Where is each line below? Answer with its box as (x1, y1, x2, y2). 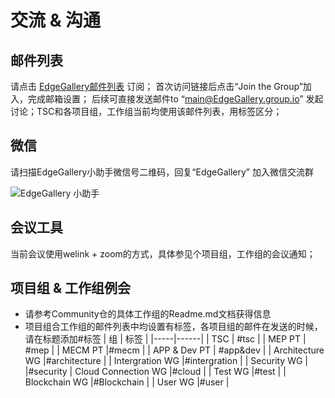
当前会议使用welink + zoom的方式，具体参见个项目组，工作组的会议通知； (10, 247, 316, 260)
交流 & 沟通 (10, 9, 102, 32)
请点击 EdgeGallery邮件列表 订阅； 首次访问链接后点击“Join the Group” (10, 81, 303, 92)
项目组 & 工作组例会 (10, 280, 132, 297)
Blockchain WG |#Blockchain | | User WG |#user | (24, 376, 230, 388)
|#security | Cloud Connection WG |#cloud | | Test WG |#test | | (24, 366, 287, 378)
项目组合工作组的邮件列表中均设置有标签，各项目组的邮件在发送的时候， (24, 321, 323, 333)
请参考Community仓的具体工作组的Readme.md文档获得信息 (24, 308, 272, 320)
